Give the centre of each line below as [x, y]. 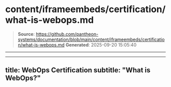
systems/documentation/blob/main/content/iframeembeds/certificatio [91, 39]
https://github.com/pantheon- [67, 34]
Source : [26, 34]
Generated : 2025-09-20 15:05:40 [101, 45]
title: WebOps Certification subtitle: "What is [78, 70]
